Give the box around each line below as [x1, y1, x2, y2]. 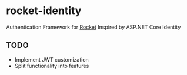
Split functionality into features [14, 62, 89, 69]
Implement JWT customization [14, 56, 89, 63]
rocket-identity [6, 4, 82, 18]
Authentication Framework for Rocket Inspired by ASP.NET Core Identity [6, 23, 181, 30]
